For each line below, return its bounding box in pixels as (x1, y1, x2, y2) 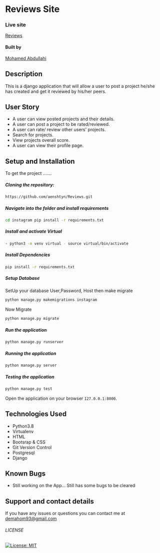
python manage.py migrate (5, 316, 59, 321)
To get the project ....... (5, 170, 52, 176)
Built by (5, 44, 21, 50)
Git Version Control (12, 444, 52, 450)
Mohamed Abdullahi (5, 55, 46, 61)
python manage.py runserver (5, 340, 64, 345)
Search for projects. (12, 132, 53, 138)
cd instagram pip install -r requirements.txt (5, 217, 104, 223)
